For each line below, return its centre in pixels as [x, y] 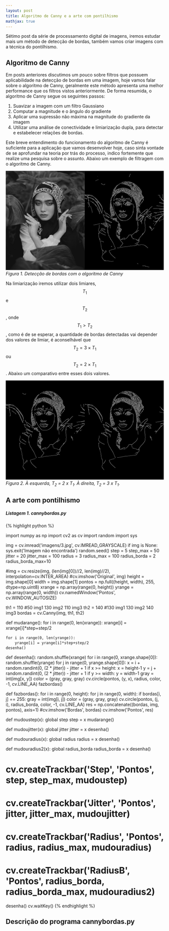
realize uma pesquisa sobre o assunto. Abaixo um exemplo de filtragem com [85, 159]
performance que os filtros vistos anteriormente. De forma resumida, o [79, 91]
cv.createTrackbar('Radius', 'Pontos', [85, 837]
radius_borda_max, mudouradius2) [80, 892]
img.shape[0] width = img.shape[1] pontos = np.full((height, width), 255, [80, 582]
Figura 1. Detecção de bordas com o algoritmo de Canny [64, 274]
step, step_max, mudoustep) [66, 780]
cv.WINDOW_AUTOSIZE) [31, 598]
